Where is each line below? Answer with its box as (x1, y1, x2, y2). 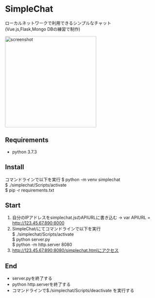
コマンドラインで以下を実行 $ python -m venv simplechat (5, 176, 121, 182)
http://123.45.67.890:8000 (12, 220, 65, 226)
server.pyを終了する (12, 276, 52, 281)
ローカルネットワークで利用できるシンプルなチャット (5, 20, 112, 26)
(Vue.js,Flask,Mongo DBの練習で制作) (5, 26, 81, 32)
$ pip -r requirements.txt (5, 187, 54, 193)
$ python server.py (12, 237, 50, 243)
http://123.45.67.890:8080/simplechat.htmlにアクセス (12, 247, 119, 253)
